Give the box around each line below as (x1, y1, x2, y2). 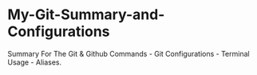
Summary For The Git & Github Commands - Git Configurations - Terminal (7, 49, 250, 58)
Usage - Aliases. (7, 57, 62, 67)
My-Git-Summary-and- (7, 6, 165, 24)
